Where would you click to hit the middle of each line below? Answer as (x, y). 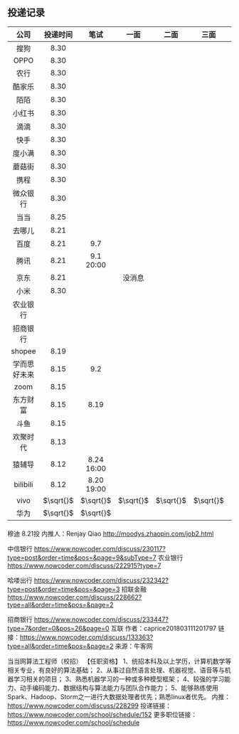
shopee (23, 351)
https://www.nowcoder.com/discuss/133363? (87, 637)
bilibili (23, 484)
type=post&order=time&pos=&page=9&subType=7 (82, 558)
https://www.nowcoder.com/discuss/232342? (101, 580)
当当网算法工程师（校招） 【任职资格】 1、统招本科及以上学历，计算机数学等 (119, 661)
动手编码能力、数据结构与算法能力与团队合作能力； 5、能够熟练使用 (119, 688)
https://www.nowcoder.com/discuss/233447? (101, 619)
